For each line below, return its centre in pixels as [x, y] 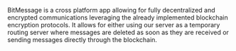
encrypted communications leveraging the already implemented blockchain [118, 17]
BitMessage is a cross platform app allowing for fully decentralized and [111, 10]
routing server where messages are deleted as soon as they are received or [118, 32]
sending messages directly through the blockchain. [82, 40]
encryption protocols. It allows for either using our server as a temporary [114, 25]
